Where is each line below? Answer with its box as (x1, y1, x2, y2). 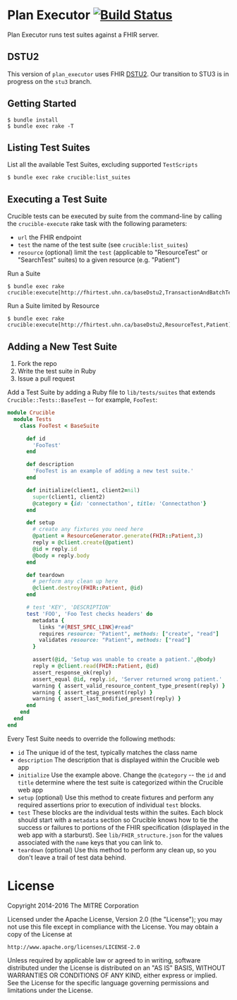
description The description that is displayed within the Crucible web (17, 756, 220, 764)
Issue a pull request (17, 374, 75, 383)
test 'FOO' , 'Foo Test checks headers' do (25, 610, 153, 617)
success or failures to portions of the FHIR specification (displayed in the (17, 823, 229, 831)
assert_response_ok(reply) (32, 669, 112, 676)
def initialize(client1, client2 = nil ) (25, 487, 140, 494)
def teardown (25, 571, 65, 578)
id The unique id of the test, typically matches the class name (17, 748, 197, 756)
